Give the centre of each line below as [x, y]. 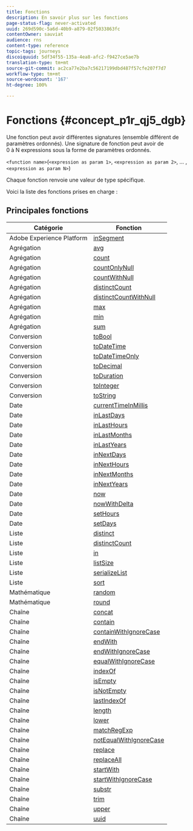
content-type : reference [38, 46]
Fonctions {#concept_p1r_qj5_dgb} [96, 120]
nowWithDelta [113, 503]
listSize [103, 563]
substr [103, 789]
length [103, 710]
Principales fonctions [47, 210]
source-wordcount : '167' [38, 79]
